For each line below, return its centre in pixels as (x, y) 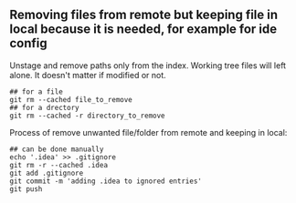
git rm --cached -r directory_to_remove (88, 116)
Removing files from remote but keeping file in (144, 15)
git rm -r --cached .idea (58, 165)
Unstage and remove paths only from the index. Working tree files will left (148, 65)
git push (26, 189)
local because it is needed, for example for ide (143, 30)
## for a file (37, 91)
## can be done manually (57, 149)
